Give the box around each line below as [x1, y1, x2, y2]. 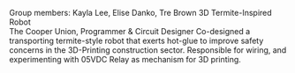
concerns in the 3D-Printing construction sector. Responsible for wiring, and [9, 45, 287, 55]
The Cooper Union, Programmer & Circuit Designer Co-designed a [9, 26, 251, 36]
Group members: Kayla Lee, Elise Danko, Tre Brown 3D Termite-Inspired [9, 8, 272, 18]
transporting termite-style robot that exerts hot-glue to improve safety [9, 35, 264, 46]
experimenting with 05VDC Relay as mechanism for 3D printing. [9, 55, 241, 64]
